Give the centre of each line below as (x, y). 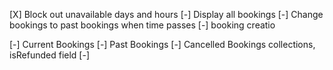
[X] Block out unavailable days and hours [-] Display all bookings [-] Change (166, 14)
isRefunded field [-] (50, 55)
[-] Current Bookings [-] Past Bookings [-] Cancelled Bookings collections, (162, 44)
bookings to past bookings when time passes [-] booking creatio (142, 25)
